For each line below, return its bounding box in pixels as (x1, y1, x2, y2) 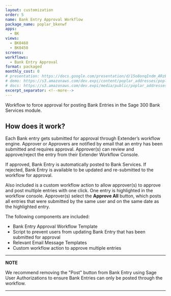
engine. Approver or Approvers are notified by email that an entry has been (5, 141, 163, 147)
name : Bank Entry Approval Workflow (5, 17, 83, 22)
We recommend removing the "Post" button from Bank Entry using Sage (5, 270, 157, 276)
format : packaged (5, 64, 42, 69)
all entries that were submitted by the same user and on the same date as (5, 198, 159, 204)
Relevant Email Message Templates (12, 240, 88, 246)
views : (5, 36, 19, 41)
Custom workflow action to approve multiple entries (12, 245, 122, 251)
